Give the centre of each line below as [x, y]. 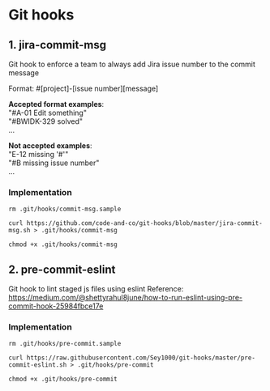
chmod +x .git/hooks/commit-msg [63, 244]
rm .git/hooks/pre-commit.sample [65, 344]
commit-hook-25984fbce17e [56, 306]
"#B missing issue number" [54, 163]
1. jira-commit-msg [58, 45]
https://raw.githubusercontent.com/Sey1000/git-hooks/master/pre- [141, 358]
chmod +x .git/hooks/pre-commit [63, 379]
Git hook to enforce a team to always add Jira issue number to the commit [132, 64]
